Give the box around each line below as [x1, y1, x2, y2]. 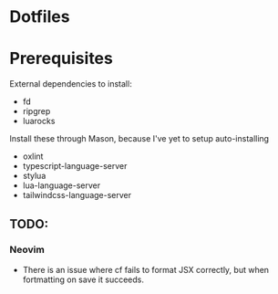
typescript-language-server [22, 161, 128, 172]
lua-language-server [22, 180, 101, 191]
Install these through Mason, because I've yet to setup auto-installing [9, 133, 270, 144]
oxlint [22, 151, 44, 162]
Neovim [9, 244, 46, 257]
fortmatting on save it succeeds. [22, 274, 144, 285]
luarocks [22, 116, 56, 127]
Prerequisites [9, 48, 114, 69]
